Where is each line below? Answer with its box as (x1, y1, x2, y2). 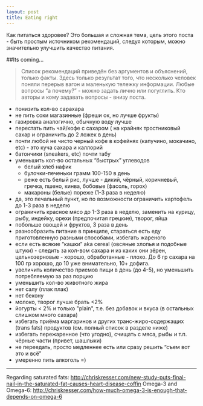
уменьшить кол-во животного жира (14, 279, 109, 286)
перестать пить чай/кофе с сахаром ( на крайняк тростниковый (14, 124, 181, 131)
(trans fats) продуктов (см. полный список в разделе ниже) (14, 324, 168, 331)
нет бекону (14, 291, 44, 299)
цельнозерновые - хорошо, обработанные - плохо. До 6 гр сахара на (14, 253, 195, 261)
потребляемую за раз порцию (14, 272, 94, 279)
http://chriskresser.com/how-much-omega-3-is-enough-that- (33, 386, 187, 394)
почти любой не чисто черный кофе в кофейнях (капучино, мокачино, (14, 137, 196, 144)
